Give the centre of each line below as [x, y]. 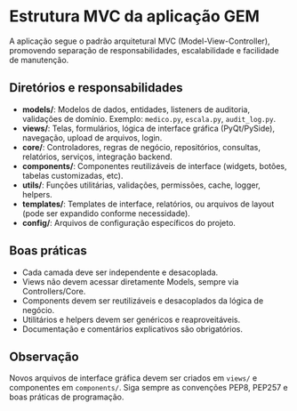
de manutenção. [39, 60]
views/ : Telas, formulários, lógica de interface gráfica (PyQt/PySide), [148, 128]
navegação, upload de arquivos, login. [92, 137]
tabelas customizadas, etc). [72, 175]
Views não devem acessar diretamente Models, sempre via [130, 281]
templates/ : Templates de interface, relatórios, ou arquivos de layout [148, 204]
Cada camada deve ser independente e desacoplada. [120, 272]
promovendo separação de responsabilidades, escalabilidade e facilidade [144, 50]
